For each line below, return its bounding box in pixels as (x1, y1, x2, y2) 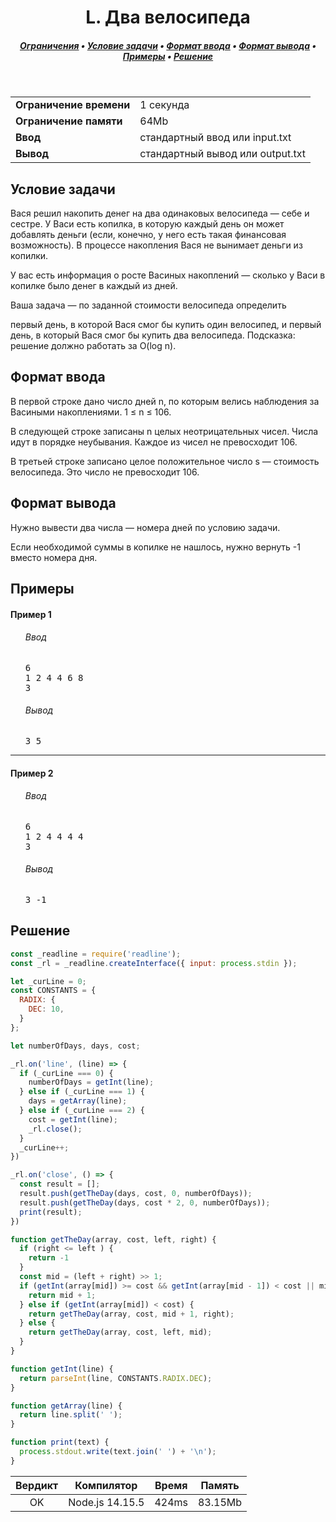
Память (200, 1478, 240, 1492)
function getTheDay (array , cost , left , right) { (10, 1234, 217, 1245)
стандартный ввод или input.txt (139, 131, 292, 145)
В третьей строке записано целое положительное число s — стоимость (10, 455, 320, 467)
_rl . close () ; (28, 1124, 83, 1134)
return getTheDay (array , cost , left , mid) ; (28, 1327, 213, 1338)
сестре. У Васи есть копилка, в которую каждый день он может (10, 217, 285, 230)
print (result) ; (19, 1207, 83, 1217)
